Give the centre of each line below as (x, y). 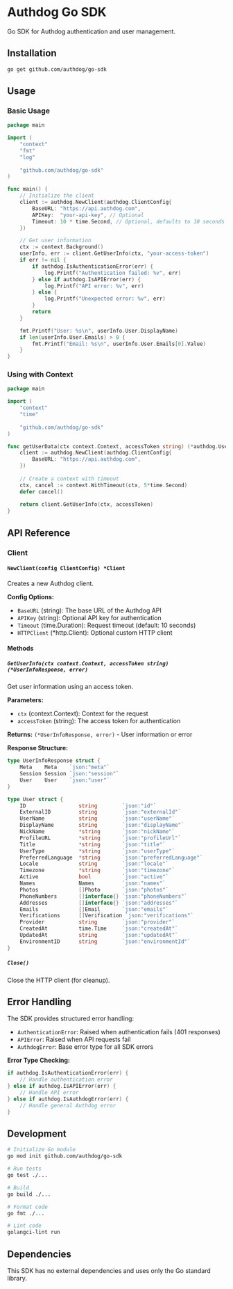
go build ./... (29, 1194)
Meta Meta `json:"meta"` (65, 767)
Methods (20, 649)
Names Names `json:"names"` (93, 884)
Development (37, 1133)
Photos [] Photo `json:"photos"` (94, 889)
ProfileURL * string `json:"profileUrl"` (101, 838)
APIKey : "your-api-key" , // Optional (88, 215)
